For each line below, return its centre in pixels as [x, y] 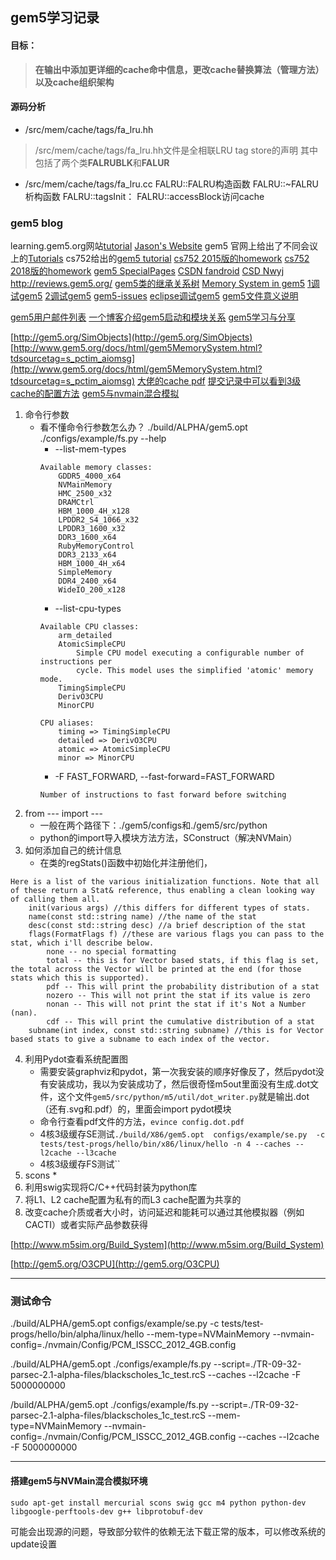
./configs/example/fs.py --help [103, 439]
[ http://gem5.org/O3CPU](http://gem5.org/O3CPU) [115, 1264]
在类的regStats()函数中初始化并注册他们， [126, 863]
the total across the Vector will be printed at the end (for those [156, 969]
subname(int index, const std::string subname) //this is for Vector [176, 1031]
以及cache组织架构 [74, 82]
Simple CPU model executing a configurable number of [190, 653]
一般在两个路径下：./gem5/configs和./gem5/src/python [153, 825]
